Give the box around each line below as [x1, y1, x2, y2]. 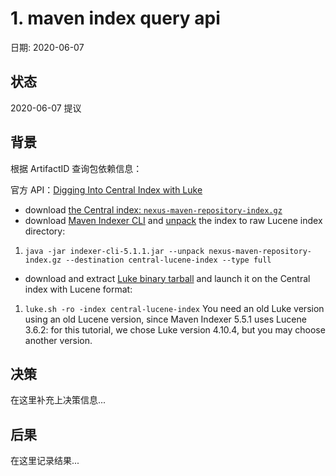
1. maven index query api [10, 7, 221, 30]
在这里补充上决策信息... [10, 394, 107, 406]
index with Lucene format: [24, 283, 133, 295]
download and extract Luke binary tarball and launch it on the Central [24, 272, 311, 284]
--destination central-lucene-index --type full [65, 255, 272, 265]
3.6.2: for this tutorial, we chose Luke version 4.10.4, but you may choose [24, 323, 326, 336]
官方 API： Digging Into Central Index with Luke [10, 183, 203, 196]
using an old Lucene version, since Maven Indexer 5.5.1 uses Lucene [24, 313, 307, 325]
